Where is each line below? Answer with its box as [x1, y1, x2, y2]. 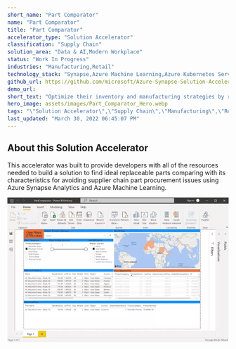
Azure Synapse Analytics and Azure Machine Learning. [7, 183, 167, 191]
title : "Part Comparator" [7, 26, 83, 33]
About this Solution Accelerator [7, 142, 149, 154]
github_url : [7, 78, 42, 85]
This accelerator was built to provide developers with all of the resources [7, 160, 219, 169]
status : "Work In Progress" [7, 56, 90, 63]
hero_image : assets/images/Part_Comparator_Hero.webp [7, 101, 169, 108]
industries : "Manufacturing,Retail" [7, 63, 114, 70]
